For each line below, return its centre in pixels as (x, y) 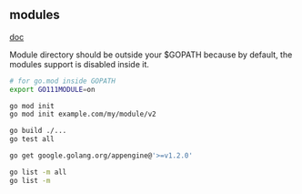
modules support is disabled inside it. (80, 64)
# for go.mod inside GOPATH (63, 81)
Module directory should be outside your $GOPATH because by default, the (151, 55)
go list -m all (38, 172)
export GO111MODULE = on (52, 89)
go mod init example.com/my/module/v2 (83, 114)
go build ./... (38, 131)
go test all (32, 139)
